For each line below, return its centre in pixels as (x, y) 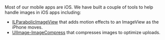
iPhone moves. (27, 27)
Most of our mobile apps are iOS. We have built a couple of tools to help (79, 7)
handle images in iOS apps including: (43, 12)
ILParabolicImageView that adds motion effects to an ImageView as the (85, 22)
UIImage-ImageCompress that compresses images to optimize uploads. (86, 32)
